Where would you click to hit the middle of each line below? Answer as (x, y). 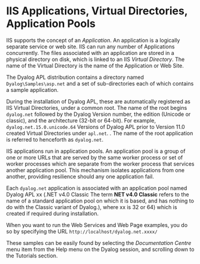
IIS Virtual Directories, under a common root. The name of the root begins (97, 108)
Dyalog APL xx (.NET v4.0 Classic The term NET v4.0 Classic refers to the (98, 194)
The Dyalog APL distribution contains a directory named (75, 77)
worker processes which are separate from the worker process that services (100, 164)
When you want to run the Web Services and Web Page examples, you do (97, 225)
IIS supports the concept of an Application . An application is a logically (93, 40)
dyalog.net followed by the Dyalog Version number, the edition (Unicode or (99, 114)
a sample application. (32, 90)
